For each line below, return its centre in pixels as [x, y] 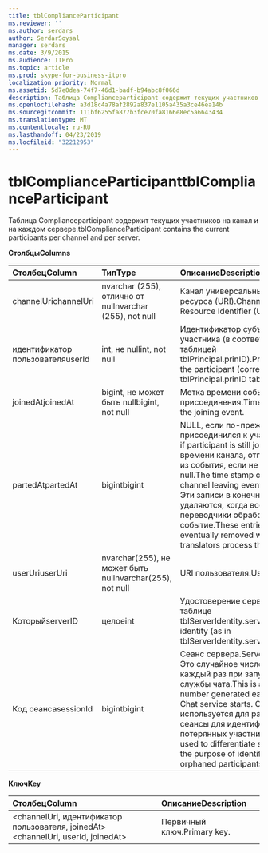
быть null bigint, [130, 402]
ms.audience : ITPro [41, 61]
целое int [118, 621]
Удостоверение [210, 601]
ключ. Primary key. [196, 832]
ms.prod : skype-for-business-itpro [67, 75]
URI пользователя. [215, 573]
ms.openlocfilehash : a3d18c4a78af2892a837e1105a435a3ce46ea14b [116, 105]
